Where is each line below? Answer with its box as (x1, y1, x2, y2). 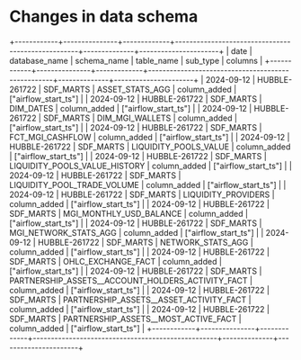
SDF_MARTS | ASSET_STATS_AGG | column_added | (43, 84, 237, 94)
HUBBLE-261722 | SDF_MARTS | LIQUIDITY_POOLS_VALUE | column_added (9, 141, 291, 152)
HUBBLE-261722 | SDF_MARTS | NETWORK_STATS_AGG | (37, 237, 253, 247)
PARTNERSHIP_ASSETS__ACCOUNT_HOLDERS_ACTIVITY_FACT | (9, 274, 253, 285)
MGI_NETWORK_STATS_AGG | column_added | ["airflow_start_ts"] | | (9, 227, 264, 238)
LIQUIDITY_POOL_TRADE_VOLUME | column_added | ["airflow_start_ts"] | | (9, 179, 287, 190)
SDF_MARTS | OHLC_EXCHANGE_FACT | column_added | (9, 256, 223, 266)
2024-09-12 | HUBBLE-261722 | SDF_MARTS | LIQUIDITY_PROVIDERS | (9, 189, 276, 200)
